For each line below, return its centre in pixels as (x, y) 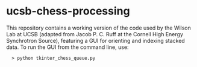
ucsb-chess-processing (68, 11)
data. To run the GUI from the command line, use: (67, 47)
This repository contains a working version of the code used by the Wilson (99, 28)
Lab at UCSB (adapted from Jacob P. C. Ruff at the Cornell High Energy (95, 34)
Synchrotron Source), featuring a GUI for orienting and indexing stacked (95, 40)
